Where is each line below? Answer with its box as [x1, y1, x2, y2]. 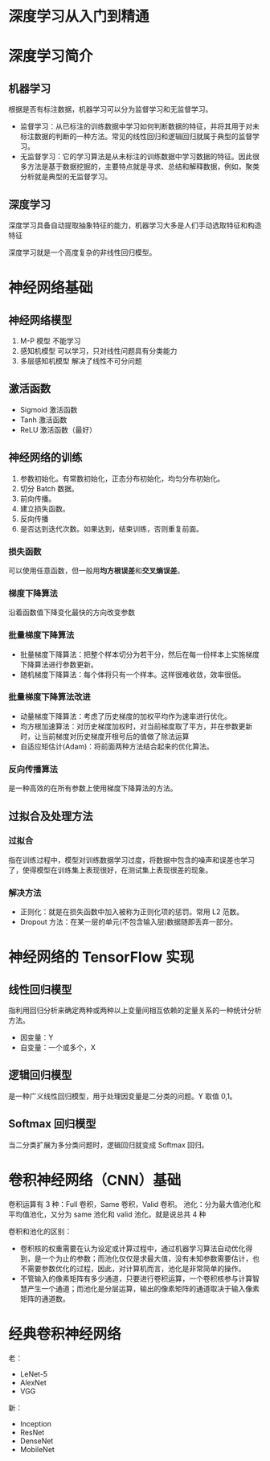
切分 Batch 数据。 [19, 483, 79, 493]
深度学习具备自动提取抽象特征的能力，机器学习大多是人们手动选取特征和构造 [8, 220, 262, 230]
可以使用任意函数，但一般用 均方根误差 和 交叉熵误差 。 [8, 565, 185, 575]
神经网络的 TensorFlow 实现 [8, 948, 194, 966]
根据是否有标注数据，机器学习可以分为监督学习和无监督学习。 [8, 105, 213, 114]
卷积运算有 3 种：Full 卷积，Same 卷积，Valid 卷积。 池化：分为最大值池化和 [8, 1199, 261, 1209]
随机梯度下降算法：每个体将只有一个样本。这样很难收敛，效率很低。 [19, 669, 246, 679]
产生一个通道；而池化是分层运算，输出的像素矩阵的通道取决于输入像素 [27, 1283, 260, 1293]
